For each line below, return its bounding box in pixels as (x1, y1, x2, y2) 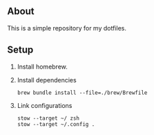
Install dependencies (17, 75, 77, 84)
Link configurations (17, 101, 73, 109)
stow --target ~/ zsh (17, 114, 79, 122)
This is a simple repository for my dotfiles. (7, 24, 126, 32)
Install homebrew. (17, 62, 68, 71)
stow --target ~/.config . (17, 120, 95, 127)
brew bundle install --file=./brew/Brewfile (17, 89, 148, 96)
